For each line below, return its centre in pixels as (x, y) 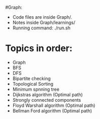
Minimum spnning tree (36, 89)
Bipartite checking (32, 78)
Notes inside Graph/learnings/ (44, 23)
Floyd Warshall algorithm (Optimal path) (54, 105)
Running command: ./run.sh (41, 28)
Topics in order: (39, 48)
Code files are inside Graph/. (42, 17)
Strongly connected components (47, 100)
